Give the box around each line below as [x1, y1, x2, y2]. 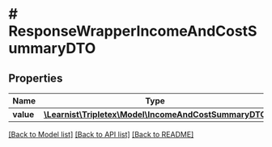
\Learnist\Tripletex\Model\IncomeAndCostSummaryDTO [43, 109, 267, 120]
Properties [8, 71, 63, 85]
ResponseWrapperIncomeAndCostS [8, 22, 257, 40]
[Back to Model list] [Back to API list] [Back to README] [8, 130, 194, 139]
